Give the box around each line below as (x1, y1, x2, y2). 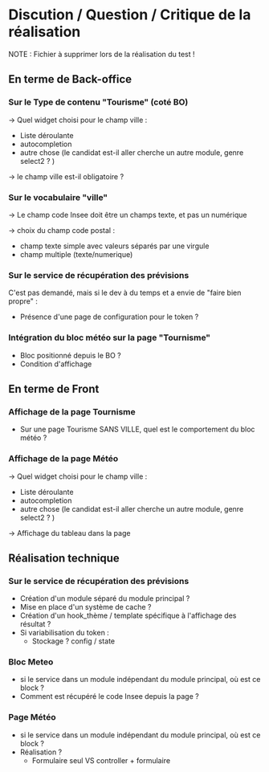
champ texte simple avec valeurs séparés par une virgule (19, 241, 210, 251)
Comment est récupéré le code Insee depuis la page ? (19, 692, 199, 701)
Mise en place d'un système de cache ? (19, 602, 152, 612)
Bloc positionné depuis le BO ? (19, 350, 122, 360)
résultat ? (19, 619, 51, 629)
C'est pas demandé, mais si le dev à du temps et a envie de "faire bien (8, 288, 242, 298)
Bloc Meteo (8, 656, 54, 668)
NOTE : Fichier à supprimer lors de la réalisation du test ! (8, 49, 195, 59)
